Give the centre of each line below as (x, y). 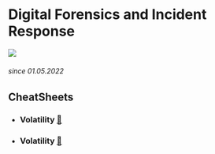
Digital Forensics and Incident (107, 15)
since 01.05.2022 (36, 71)
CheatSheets (41, 98)
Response (42, 31)
